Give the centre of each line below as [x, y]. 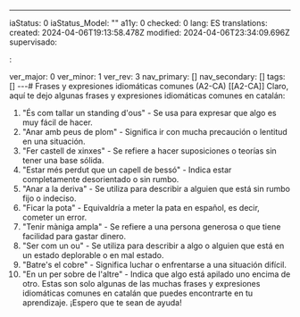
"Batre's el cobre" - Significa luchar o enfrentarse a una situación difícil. [154, 265]
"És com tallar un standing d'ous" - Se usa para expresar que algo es [149, 113]
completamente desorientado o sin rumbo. [100, 179]
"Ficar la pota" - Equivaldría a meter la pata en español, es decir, [141, 208]
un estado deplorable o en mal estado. [93, 255]
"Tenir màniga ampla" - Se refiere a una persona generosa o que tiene [151, 227]
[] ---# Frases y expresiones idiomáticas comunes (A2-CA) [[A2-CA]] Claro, [149, 86]
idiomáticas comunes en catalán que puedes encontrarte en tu [137, 293]
